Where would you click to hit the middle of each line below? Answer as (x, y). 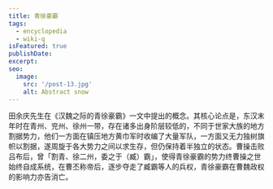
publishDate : (30, 54)
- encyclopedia (41, 31)
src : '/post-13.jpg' (58, 84)
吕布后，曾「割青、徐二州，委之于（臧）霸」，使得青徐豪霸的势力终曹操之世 (135, 156)
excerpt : (23, 62)
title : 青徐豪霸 (33, 16)
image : (27, 77)
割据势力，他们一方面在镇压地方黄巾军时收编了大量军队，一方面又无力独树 (133, 136)
